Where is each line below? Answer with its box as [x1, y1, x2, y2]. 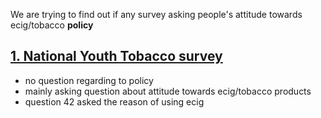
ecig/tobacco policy [10, 19, 94, 31]
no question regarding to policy [24, 74, 154, 86]
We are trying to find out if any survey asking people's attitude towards [10, 9, 303, 20]
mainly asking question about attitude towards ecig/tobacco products [24, 85, 312, 97]
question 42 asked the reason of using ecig [24, 95, 205, 108]
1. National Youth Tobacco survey [10, 48, 223, 65]
